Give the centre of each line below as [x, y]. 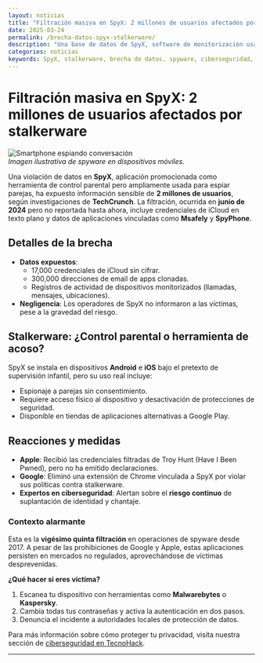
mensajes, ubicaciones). [70, 295]
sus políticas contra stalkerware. [72, 485]
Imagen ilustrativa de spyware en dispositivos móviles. [97, 161]
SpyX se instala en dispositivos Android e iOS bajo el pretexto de [113, 368]
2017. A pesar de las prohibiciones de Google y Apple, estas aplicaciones [126, 547]
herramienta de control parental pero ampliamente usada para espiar [119, 184]
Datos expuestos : [49, 262]
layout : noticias [36, 15]
